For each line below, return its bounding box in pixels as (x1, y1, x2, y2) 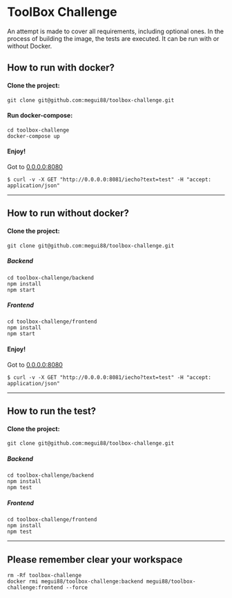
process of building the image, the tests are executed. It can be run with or (7, 34, 220, 42)
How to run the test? (7, 405, 97, 417)
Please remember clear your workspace (7, 554, 183, 565)
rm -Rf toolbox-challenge (7, 572, 81, 579)
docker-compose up (7, 132, 60, 139)
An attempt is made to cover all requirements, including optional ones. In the (7, 27, 224, 35)
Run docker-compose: (7, 112, 73, 120)
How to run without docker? (7, 207, 130, 219)
